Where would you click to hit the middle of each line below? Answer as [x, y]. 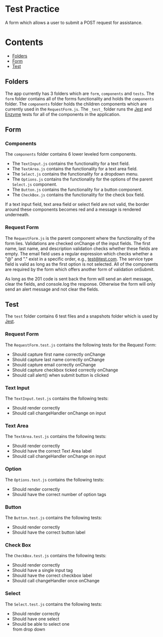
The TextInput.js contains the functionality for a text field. [71, 164]
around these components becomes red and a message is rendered [73, 209]
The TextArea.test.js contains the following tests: [56, 436]
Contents [24, 42]
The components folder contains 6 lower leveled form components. [71, 154]
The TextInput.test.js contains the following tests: [57, 398]
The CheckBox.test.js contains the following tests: [56, 556]
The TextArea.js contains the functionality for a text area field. [75, 169]
